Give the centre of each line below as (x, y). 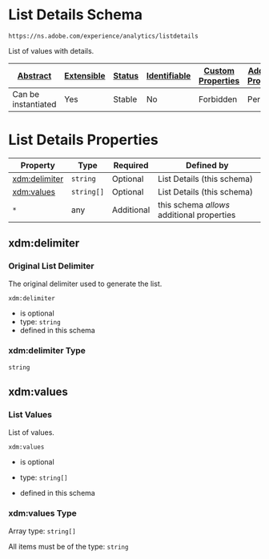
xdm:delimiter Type (47, 351)
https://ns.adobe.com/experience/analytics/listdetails (103, 36)
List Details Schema (75, 15)
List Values (30, 415)
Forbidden (218, 99)
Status (126, 75)
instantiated (34, 104)
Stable (125, 99)
